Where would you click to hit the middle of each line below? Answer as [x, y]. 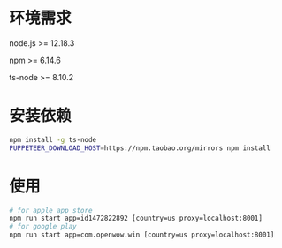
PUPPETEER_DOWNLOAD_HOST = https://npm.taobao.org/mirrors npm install [140, 148]
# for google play [43, 227]
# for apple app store [51, 210]
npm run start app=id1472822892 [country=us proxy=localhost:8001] [136, 218]
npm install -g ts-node [53, 139]
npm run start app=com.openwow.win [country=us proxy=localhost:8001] [142, 235]
